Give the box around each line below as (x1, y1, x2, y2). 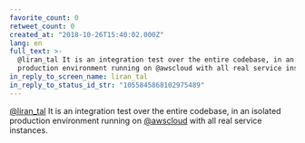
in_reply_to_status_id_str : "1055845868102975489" (9, 81, 205, 90)
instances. (9, 124, 48, 136)
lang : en (9, 38, 43, 48)
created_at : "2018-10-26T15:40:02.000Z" (9, 30, 165, 39)
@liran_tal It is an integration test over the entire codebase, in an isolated (9, 105, 281, 116)
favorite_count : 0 (9, 13, 79, 23)
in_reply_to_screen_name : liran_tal (9, 72, 148, 81)
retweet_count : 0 (9, 22, 75, 31)
